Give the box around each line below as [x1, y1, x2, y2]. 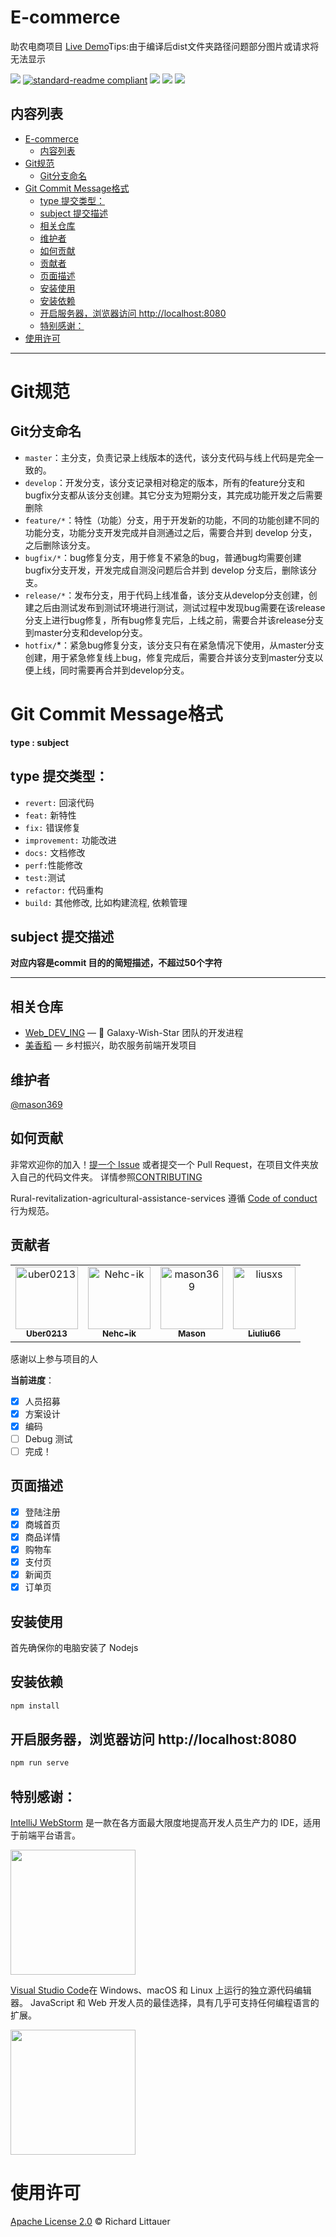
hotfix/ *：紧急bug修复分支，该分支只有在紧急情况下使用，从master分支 [24, 639, 325, 651]
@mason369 [10, 1098, 63, 1110]
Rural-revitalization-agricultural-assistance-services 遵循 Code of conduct [10, 1192, 318, 1204]
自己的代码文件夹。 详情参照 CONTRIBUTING [18, 1171, 203, 1183]
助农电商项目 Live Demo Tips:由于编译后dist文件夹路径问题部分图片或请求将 [10, 40, 320, 52]
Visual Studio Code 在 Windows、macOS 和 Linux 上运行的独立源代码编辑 [10, 1984, 312, 1996]
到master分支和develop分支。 [24, 626, 148, 638]
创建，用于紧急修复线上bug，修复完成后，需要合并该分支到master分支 [24, 651, 315, 663]
